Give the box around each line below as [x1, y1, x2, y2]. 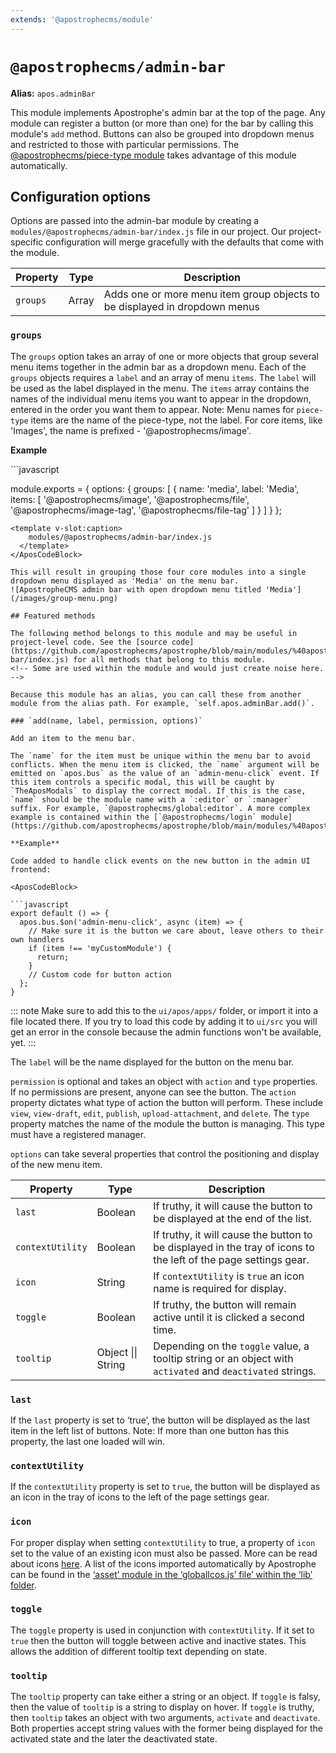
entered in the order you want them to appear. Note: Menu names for [10, 403, 295, 415]
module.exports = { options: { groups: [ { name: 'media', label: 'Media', [10, 482, 300, 495]
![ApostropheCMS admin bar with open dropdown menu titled [10, 584, 262, 595]
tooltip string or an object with [153, 1351, 294, 1365]
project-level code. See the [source [10, 637, 168, 647]
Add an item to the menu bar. [10, 733, 137, 743]
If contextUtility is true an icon [153, 1269, 305, 1283]
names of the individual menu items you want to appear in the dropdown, [10, 392, 312, 405]
